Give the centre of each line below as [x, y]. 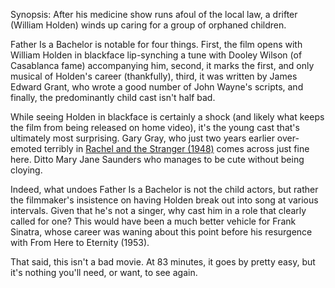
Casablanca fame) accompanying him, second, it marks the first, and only [162, 65]
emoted [26, 148]
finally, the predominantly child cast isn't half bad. [113, 97]
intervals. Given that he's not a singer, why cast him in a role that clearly [158, 210]
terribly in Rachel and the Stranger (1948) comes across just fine [176, 148]
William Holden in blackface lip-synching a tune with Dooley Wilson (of [156, 55]
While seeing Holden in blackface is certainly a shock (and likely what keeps [167, 117]
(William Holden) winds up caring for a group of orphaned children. [148, 25]
